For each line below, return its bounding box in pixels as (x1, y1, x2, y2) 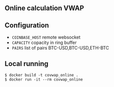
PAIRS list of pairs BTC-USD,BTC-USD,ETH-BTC (11, 45, 109, 51)
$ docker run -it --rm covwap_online (4, 77, 83, 82)
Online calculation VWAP (4, 4, 84, 12)
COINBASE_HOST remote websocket (11, 34, 81, 40)
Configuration (4, 21, 49, 29)
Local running (4, 59, 48, 68)
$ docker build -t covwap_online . (4, 72, 79, 78)
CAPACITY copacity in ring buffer (11, 39, 77, 45)
